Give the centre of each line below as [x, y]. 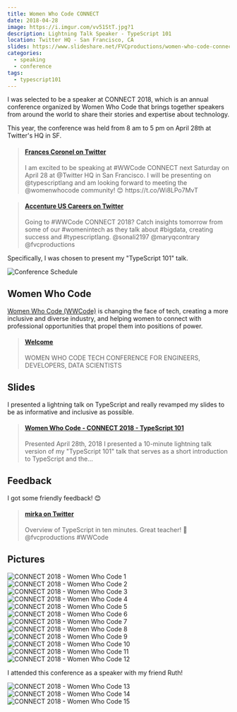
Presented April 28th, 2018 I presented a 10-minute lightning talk [118, 444]
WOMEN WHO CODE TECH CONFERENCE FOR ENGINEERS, [113, 358]
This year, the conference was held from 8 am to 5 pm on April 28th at [109, 128]
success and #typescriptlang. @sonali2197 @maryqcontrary [112, 236]
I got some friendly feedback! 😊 [54, 497]
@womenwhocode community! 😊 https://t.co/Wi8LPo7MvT [111, 190]
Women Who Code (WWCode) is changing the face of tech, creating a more [118, 310]
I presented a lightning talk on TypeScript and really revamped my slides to [116, 404]
